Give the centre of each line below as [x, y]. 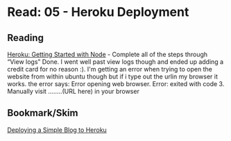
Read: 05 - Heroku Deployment [98, 12]
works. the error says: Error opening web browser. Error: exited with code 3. [116, 84]
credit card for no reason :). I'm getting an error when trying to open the [110, 69]
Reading [25, 38]
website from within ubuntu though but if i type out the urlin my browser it [113, 76]
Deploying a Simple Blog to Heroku [57, 130]
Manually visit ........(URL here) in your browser [74, 91]
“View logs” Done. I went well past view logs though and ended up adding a [115, 62]
